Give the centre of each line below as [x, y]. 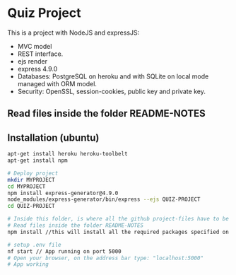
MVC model [35, 46]
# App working [28, 264]
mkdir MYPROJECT [31, 180]
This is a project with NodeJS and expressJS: [73, 33]
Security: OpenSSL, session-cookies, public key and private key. [112, 91]
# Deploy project [33, 173]
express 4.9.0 [37, 69]
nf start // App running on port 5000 [64, 251]
